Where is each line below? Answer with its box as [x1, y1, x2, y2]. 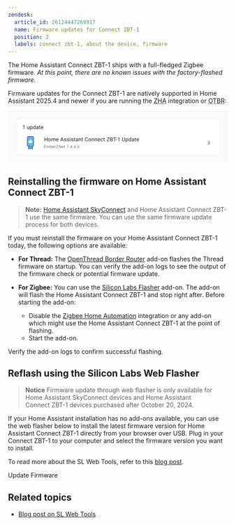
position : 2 [14, 34, 50, 41]
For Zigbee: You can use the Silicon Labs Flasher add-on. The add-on [17, 283, 220, 292]
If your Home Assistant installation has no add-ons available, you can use [8, 415, 219, 423]
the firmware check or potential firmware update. [17, 269, 160, 278]
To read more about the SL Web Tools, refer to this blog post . [8, 458, 184, 466]
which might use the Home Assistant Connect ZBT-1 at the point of [28, 319, 221, 327]
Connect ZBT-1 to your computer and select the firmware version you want [8, 437, 223, 445]
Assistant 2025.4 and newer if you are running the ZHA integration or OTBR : [8, 96, 227, 105]
